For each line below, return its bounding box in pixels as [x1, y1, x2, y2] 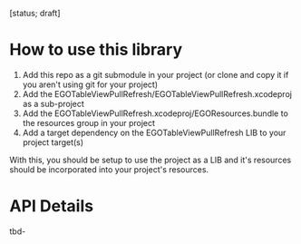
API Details [9, 196, 93, 217]
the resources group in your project [22, 117, 156, 128]
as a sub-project [22, 98, 84, 109]
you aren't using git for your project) [22, 79, 159, 90]
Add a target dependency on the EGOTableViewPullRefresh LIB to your [22, 127, 286, 138]
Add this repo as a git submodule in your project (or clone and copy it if [22, 69, 289, 80]
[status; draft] [9, 8, 61, 18]
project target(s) [22, 136, 84, 148]
